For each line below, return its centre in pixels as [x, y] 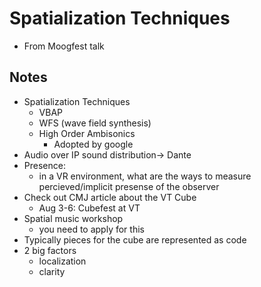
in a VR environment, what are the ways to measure [145, 176]
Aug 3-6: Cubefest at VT [89, 208]
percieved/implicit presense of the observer [129, 186]
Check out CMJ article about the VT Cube [110, 197]
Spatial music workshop [73, 218]
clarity [52, 271]
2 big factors [50, 250]
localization [62, 261]
